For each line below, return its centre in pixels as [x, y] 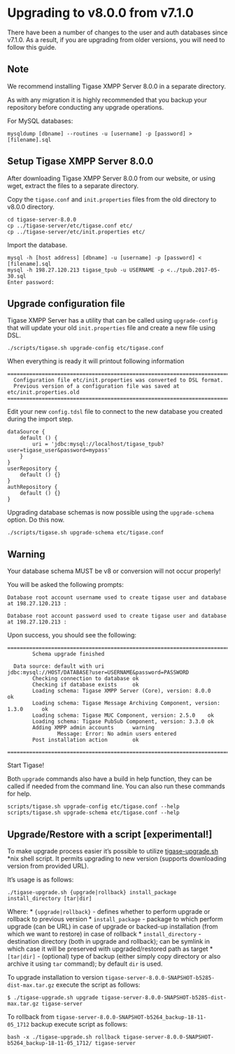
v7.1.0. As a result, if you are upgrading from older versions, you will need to [116, 39]
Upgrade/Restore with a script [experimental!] [110, 834]
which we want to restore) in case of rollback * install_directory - [104, 934]
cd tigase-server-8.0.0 [42, 219]
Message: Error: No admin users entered [117, 734]
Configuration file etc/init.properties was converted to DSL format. [119, 380]
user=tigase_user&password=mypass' [59, 450]
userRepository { [33, 469]
